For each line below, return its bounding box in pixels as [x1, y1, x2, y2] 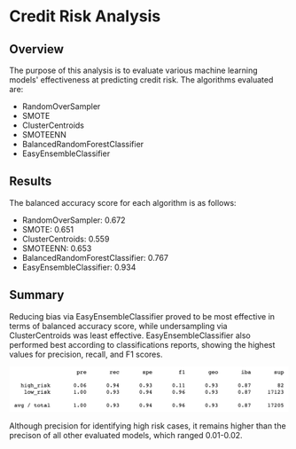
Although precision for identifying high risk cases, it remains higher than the [9, 420, 286, 431]
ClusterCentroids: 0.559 [21, 233, 110, 244]
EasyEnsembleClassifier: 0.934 [21, 262, 136, 272]
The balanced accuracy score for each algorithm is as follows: [9, 197, 237, 208]
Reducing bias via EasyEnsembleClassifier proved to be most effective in [9, 311, 276, 321]
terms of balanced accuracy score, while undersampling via [9, 320, 228, 331]
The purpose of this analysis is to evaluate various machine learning [9, 65, 259, 75]
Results [9, 174, 52, 189]
